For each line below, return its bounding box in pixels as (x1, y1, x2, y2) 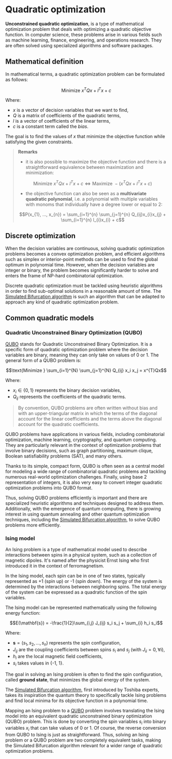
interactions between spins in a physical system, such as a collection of (5, 552, 157, 558)
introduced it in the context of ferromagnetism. (5, 563, 104, 569)
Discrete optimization (5, 232, 76, 240)
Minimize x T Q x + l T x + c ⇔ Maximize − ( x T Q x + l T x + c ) (33, 180, 152, 187)
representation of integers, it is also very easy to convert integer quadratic (5, 479, 163, 486)
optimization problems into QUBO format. (5, 485, 93, 491)
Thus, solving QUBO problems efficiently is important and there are (5, 495, 147, 501)
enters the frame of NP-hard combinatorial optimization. (5, 272, 124, 278)
